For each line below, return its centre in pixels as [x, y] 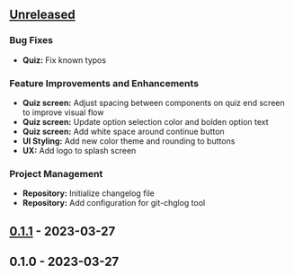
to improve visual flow [63, 112]
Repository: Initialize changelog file [89, 193]
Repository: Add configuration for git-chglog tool [114, 203]
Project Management [56, 173]
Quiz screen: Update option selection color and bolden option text [145, 121]
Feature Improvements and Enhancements [104, 83]
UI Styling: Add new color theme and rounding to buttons [129, 141]
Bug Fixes [31, 40]
